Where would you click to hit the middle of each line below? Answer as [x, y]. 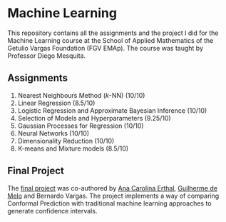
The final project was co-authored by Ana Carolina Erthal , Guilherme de [112, 188]
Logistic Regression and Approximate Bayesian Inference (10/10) [112, 110]
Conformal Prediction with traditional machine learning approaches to [109, 203]
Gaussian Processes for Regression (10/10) [81, 126]
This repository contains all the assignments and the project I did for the [113, 33]
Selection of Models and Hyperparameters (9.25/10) [94, 118]
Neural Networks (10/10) [53, 133]
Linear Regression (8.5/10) [56, 103]
